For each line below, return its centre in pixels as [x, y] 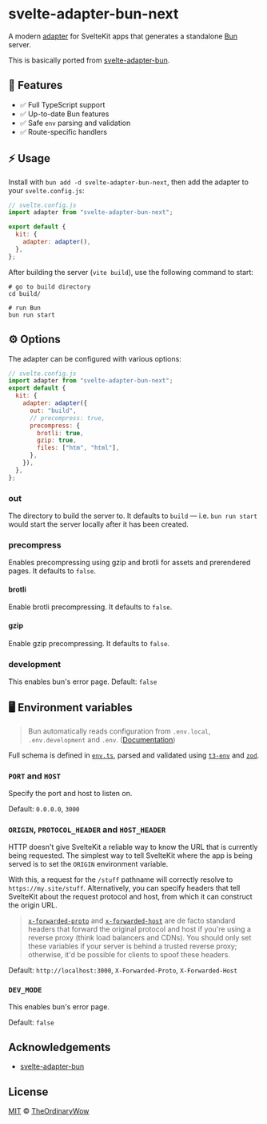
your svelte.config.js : [47, 190]
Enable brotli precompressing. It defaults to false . [90, 607]
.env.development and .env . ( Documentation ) [102, 739]
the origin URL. [33, 905]
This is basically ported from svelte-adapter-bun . [89, 60]
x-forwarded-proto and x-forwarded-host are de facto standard [132, 921]
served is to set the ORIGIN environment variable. [88, 864]
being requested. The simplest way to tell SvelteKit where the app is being [131, 855]
